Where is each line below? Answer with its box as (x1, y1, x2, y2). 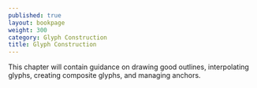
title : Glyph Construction (8, 41, 97, 49)
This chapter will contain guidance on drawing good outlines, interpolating (8, 62, 250, 71)
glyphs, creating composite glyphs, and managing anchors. (8, 71, 201, 80)
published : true (8, 11, 61, 20)
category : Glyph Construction (8, 33, 108, 42)
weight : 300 (8, 26, 47, 34)
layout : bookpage (8, 19, 65, 27)
